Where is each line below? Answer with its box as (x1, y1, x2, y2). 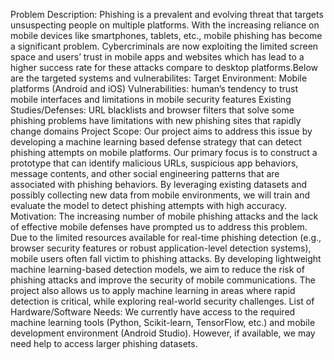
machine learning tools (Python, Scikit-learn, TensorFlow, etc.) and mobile (10, 317, 316, 328)
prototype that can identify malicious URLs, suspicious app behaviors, (10, 157, 299, 169)
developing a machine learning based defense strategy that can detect (10, 136, 302, 148)
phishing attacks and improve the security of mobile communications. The (10, 274, 316, 286)
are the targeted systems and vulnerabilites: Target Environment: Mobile (10, 72, 308, 84)
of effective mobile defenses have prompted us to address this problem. (10, 221, 308, 233)
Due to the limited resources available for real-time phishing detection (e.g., (10, 232, 322, 243)
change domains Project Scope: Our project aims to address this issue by (10, 125, 313, 137)
